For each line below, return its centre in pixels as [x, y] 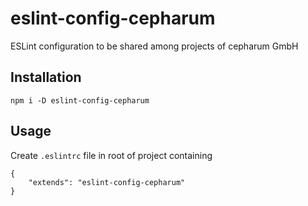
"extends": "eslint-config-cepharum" [107, 182]
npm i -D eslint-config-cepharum [80, 100]
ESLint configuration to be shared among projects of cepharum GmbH [154, 46]
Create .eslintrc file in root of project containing [111, 155]
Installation [46, 77]
